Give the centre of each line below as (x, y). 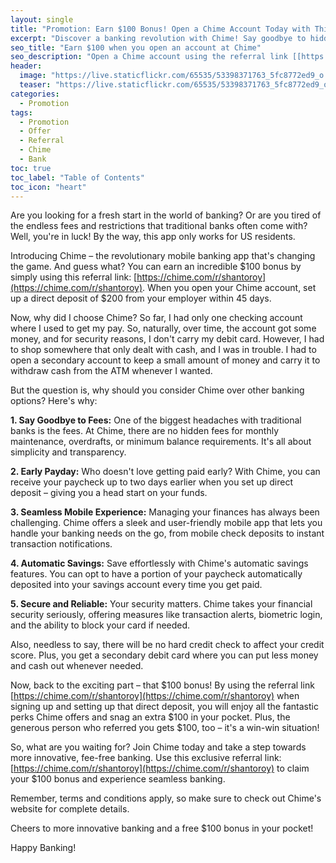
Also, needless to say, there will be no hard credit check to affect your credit (167, 645)
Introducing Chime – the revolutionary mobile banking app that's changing (163, 256)
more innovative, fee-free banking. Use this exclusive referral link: (146, 758)
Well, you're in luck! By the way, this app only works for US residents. (153, 237)
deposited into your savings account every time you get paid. (136, 585)
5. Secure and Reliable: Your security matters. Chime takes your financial (161, 604)
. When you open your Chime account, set (229, 288)
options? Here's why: (54, 401)
